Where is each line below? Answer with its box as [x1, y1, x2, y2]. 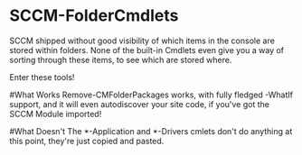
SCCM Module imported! [9, 108, 102, 119]
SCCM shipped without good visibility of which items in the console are [9, 35, 276, 46]
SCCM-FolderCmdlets [9, 5, 179, 26]
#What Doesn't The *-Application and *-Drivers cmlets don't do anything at [9, 125, 293, 136]
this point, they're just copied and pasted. [9, 135, 165, 146]
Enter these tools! [9, 71, 75, 82]
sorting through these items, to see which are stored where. [9, 54, 232, 65]
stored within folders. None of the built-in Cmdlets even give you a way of [9, 44, 285, 55]
